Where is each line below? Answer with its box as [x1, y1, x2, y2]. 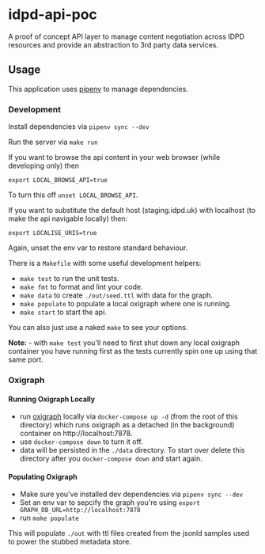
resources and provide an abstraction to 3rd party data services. [8, 40, 219, 49]
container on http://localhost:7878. [19, 429, 133, 438]
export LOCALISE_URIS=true [8, 230, 97, 237]
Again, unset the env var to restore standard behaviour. [8, 243, 188, 252]
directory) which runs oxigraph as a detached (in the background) [19, 420, 235, 430]
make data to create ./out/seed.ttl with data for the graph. [19, 290, 214, 300]
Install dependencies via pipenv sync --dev [8, 122, 150, 131]
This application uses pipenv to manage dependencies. [8, 84, 188, 93]
